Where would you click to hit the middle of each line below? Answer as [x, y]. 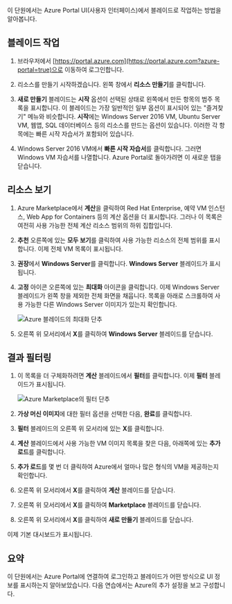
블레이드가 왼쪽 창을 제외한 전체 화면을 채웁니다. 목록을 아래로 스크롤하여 [115, 295]
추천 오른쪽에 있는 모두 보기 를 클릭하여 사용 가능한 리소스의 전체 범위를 [112, 240]
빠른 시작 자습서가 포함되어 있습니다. [85, 133]
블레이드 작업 [34, 43]
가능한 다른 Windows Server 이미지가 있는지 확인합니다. [101, 304]
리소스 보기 [29, 190]
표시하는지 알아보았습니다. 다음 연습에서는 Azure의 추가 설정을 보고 [110, 585]
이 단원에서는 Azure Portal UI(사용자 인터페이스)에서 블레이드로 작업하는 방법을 [114, 10]
